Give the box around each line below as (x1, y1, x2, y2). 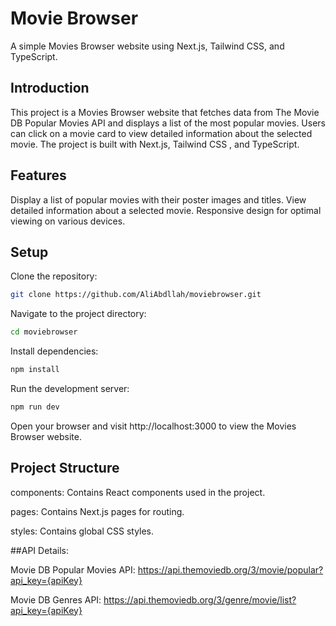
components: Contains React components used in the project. (10, 486, 266, 498)
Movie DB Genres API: (10, 593, 102, 606)
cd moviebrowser (10, 327, 78, 337)
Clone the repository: (10, 270, 98, 282)
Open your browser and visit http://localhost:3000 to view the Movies (10, 420, 297, 432)
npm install (10, 365, 60, 375)
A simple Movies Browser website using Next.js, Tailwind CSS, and (10, 40, 285, 52)
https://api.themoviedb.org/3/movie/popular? (137, 563, 324, 576)
